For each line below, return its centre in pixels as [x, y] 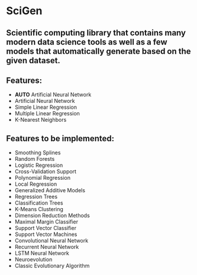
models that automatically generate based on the [98, 51]
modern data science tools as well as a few [87, 42]
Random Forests [35, 159]
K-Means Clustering [39, 209]
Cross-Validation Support [46, 172]
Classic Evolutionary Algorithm [52, 266]
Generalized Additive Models [50, 190]
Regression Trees [36, 197]
